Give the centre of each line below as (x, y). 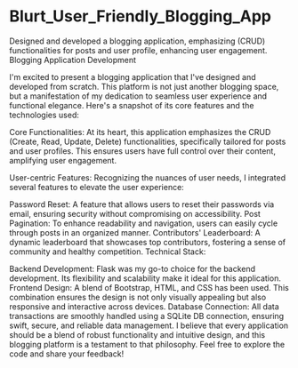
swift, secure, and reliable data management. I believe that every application (149, 325)
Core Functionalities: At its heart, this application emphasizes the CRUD (140, 132)
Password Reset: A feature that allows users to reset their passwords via (142, 204)
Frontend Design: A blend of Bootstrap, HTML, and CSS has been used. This (149, 287)
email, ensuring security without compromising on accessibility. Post (135, 213)
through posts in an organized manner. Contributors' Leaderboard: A (135, 232)
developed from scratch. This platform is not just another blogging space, (144, 86)
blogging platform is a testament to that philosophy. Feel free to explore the (147, 344)
